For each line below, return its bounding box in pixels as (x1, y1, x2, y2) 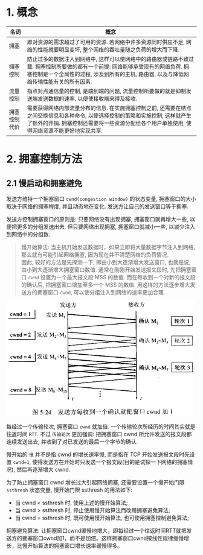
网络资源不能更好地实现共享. (32, 127, 103, 135)
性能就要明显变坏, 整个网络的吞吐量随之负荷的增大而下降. (37, 46, 180, 53)
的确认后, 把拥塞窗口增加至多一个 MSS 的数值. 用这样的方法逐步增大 (21, 281, 190, 288)
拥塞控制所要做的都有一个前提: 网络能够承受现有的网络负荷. (35, 63, 182, 70)
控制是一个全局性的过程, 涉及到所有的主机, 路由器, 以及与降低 (32, 70, 184, 77)
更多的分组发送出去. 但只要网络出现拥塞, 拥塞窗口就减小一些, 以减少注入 (16, 223, 195, 230)
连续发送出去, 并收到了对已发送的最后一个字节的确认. (6, 438, 138, 445)
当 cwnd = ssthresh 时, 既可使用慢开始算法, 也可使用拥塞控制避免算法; (14, 514, 189, 521)
